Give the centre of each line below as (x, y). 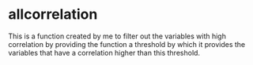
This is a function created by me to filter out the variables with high (117, 36)
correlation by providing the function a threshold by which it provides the (127, 44)
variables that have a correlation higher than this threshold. (104, 52)
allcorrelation (53, 14)
